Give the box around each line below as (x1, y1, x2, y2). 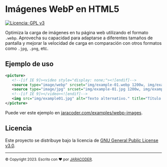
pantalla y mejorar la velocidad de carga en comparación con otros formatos (5, 40, 162, 46)
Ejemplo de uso (5, 60, 54, 68)
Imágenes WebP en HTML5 (5, 3, 119, 15)
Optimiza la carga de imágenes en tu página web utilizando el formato (5, 29, 149, 35)
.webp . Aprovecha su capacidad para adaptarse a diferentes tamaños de (5, 35, 153, 41)
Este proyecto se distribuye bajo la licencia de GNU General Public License (5, 137, 159, 143)
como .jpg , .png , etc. (5, 45, 49, 51)
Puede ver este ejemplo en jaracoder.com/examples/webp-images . (5, 109, 143, 115)
